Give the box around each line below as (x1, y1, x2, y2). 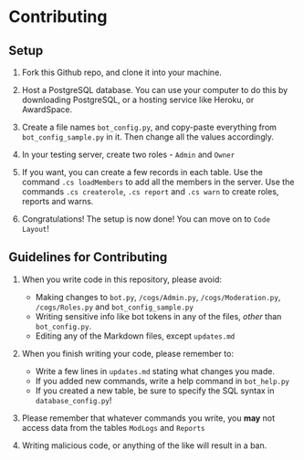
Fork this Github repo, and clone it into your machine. (21, 67, 223, 78)
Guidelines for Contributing (8, 249, 168, 266)
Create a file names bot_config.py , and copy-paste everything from (21, 121, 278, 132)
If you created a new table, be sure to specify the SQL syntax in (35, 385, 275, 396)
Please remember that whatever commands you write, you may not (21, 413, 276, 423)
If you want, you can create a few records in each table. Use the (21, 167, 264, 177)
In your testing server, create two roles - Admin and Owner (21, 149, 236, 160)
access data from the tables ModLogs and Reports (21, 422, 205, 433)
